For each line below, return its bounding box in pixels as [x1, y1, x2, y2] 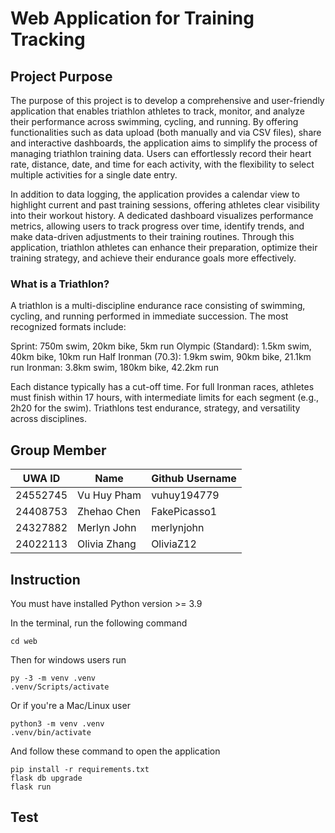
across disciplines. [10, 413, 87, 425]
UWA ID [22, 472, 61, 486]
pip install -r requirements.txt [10, 764, 150, 774]
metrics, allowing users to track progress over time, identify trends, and [10, 220, 305, 232]
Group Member [10, 442, 107, 459]
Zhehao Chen [77, 505, 142, 519]
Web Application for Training [10, 7, 255, 30]
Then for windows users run [10, 653, 127, 666]
